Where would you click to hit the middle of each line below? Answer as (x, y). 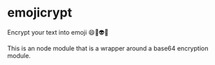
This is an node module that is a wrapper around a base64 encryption (108, 48)
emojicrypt (40, 13)
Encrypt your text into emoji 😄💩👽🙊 (58, 32)
